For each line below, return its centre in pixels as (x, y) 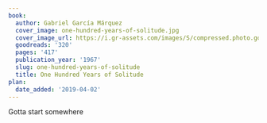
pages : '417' (37, 52)
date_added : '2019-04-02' (58, 89)
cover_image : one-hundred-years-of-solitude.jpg (97, 30)
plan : (17, 82)
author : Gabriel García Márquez (69, 23)
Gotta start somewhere (46, 112)
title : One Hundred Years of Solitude (80, 75)
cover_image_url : (44, 38)
